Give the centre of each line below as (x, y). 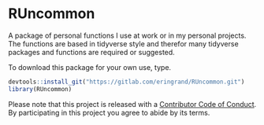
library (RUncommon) (40, 89)
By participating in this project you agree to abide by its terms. (109, 112)
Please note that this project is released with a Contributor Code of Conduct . (132, 104)
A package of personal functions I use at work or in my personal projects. (127, 35)
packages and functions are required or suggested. (91, 52)
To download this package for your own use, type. (90, 67)
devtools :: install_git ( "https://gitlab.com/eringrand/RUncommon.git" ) (126, 82)
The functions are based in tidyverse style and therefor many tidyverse (123, 43)
